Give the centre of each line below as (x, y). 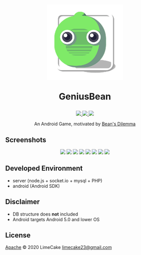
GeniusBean (85, 97)
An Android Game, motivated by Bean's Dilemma (85, 124)
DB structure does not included (45, 214)
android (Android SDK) (36, 186)
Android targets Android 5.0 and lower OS (56, 219)
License (18, 236)
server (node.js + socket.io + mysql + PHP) (57, 180)
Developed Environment (44, 168)
